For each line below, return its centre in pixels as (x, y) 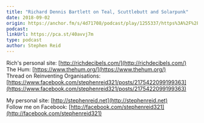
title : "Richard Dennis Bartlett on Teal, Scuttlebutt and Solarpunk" (97, 12)
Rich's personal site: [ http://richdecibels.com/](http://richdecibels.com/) (97, 63)
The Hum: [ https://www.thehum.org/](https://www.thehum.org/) (86, 69)
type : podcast (24, 40)
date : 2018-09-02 (28, 18)
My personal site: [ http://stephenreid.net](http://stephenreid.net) (87, 100)
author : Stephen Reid (34, 46)
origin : (16, 23)
